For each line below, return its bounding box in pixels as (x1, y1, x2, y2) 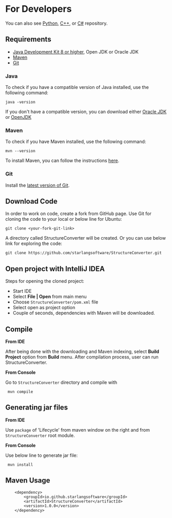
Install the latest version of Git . (5, 182, 70, 188)
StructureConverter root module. (5, 432, 75, 438)
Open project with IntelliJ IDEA (5, 264, 105, 273)
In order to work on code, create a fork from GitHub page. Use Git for (5, 210, 151, 217)
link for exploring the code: (5, 240, 63, 247)
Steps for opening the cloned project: (5, 278, 85, 284)
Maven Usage (5, 476, 50, 485)
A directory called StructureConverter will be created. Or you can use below (5, 235, 166, 241)
